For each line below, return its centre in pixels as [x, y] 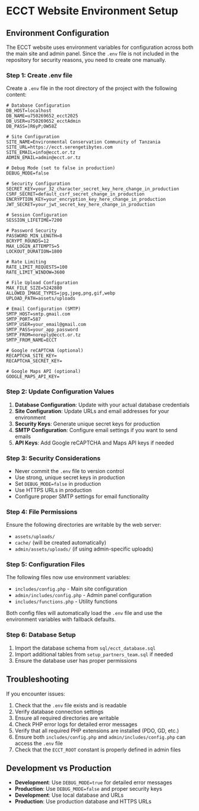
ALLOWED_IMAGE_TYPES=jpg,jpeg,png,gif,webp [61, 293]
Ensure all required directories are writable [67, 718]
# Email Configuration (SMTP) [44, 309]
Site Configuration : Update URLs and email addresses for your [92, 411]
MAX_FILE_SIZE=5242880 [34, 288]
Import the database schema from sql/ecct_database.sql [85, 648]
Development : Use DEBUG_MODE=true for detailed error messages [93, 782]
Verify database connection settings [59, 711]
